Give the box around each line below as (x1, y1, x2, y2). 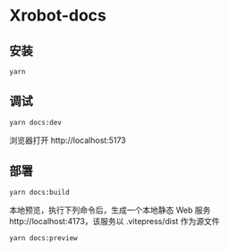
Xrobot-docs (9, 5, 107, 26)
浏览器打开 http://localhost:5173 (9, 135, 127, 146)
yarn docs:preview (9, 233, 78, 242)
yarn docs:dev (9, 118, 63, 127)
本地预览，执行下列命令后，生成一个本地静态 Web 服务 (9, 205, 211, 215)
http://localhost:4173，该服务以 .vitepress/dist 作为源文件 (9, 215, 221, 226)
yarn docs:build (9, 188, 70, 197)
